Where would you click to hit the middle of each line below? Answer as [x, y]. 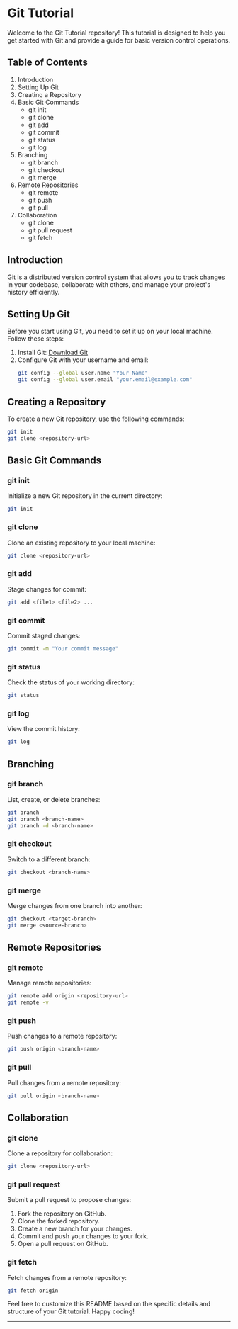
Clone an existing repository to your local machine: [81, 543]
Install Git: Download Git [53, 353]
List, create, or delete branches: [54, 799]
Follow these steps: [35, 339]
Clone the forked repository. [59, 1221]
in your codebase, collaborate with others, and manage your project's [109, 284]
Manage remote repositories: [50, 983]
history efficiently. [34, 292]
